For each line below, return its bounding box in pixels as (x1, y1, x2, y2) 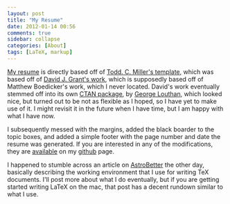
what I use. (7, 189, 39, 198)
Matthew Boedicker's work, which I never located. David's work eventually (7, 82, 220, 91)
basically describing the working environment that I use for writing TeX (7, 167, 209, 176)
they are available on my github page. (7, 147, 115, 156)
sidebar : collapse (7, 36, 60, 43)
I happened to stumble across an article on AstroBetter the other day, (7, 160, 204, 169)
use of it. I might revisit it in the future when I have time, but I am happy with (7, 104, 224, 113)
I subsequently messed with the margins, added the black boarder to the (7, 125, 215, 133)
